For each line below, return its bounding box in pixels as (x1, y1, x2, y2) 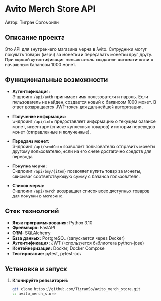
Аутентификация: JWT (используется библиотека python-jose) (12, 241, 144, 246)
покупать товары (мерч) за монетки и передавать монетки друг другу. (5, 51, 153, 57)
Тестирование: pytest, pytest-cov (12, 251, 82, 256)
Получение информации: (12, 113, 66, 119)
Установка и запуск (5, 265, 68, 273)
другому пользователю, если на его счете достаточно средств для (12, 149, 152, 154)
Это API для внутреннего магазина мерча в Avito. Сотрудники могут (5, 46, 147, 52)
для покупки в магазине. (12, 193, 64, 199)
